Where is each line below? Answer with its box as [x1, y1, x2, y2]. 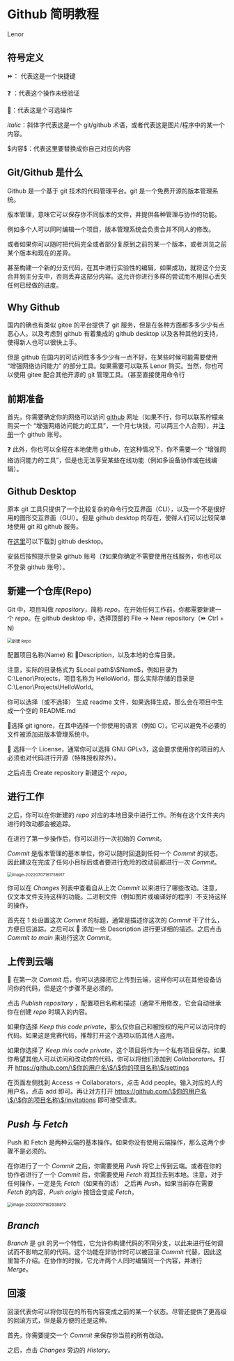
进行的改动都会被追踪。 [7, 819, 75, 827]
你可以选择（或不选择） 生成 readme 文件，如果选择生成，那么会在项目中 [7, 698, 218, 706]
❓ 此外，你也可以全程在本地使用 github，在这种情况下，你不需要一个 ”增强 [7, 445, 220, 454]
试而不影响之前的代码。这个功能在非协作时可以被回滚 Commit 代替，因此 [7, 1248, 217, 1256]
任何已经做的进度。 [7, 281, 63, 289]
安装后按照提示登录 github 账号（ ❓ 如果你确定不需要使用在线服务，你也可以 [7, 552, 221, 560]
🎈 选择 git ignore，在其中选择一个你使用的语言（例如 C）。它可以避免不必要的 [7, 721, 226, 730]
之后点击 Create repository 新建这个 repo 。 [7, 768, 131, 777]
